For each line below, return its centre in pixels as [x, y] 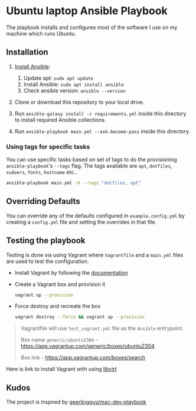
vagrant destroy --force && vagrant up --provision [79, 317]
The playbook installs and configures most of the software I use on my [92, 27]
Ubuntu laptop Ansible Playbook [87, 11]
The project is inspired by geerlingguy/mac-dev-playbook [76, 402]
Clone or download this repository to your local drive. [79, 102]
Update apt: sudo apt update [58, 78]
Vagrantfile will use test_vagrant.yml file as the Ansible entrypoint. [102, 328]
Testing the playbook [46, 241]
